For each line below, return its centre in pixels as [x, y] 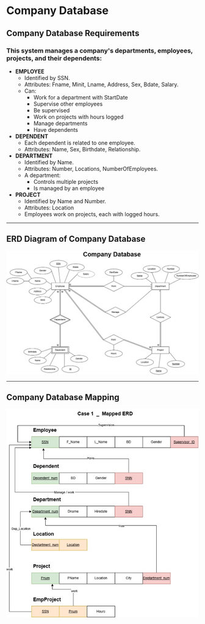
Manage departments [60, 123]
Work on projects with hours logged [78, 117]
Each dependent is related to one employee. [80, 143]
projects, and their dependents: [54, 58]
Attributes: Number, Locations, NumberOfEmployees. [91, 169]
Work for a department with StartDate [81, 97]
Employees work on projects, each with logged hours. [92, 214]
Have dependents [56, 129]
